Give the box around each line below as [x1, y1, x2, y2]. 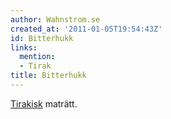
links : [10, 42, 38, 53]
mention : [19, 52, 56, 62]
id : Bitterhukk [10, 33, 74, 43]
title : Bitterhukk [10, 71, 87, 81]
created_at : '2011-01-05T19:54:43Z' [10, 24, 163, 34]
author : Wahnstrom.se [10, 14, 101, 25]
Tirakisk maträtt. [10, 97, 78, 110]
